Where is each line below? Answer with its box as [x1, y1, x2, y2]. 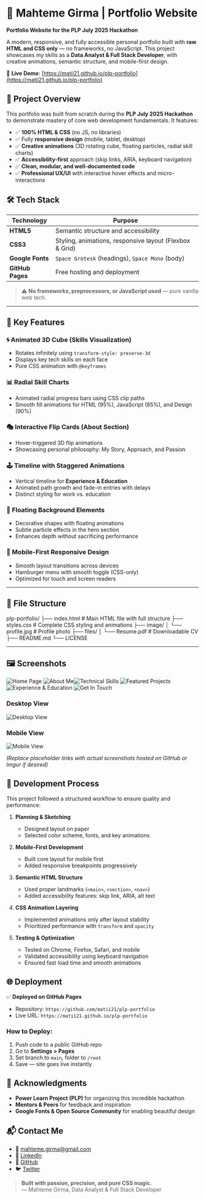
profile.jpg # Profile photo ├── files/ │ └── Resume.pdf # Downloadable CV [6, 627, 198, 635]
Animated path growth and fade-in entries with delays [15, 484, 151, 491]
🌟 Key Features [6, 317, 65, 327]
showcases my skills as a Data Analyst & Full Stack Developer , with [6, 51, 178, 58]
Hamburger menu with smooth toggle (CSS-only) [15, 568, 139, 575]
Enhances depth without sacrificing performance [15, 532, 138, 540]
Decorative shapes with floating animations [15, 520, 124, 527]
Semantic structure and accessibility [55, 226, 160, 235]
